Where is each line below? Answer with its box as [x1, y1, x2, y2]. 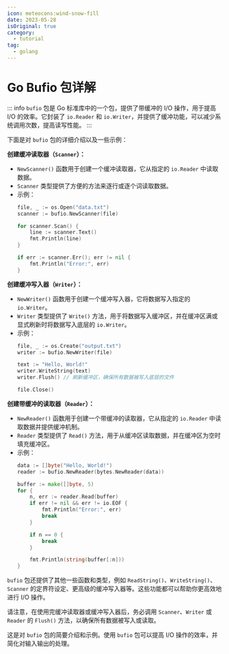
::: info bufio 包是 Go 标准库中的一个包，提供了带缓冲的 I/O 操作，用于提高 [7, 103, 217, 112]
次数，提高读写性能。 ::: [25, 121, 92, 129]
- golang [13, 49, 38, 55]
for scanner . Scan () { [16, 223, 79, 229]
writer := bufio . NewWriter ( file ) [16, 349, 113, 356]
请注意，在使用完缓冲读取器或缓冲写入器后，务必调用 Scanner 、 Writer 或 [7, 607, 212, 616]
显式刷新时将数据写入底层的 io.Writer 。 [16, 320, 131, 329]
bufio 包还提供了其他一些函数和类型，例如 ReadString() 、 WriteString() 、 [7, 576, 217, 584]
